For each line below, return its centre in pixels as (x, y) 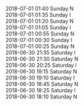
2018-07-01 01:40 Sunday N (40, 9)
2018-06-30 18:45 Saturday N (42, 84)
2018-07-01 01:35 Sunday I (38, 15)
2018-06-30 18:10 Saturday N (41, 97)
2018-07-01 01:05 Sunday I (38, 27)
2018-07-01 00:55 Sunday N (40, 34)
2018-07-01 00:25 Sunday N (40, 46)
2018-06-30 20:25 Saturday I (41, 65)
